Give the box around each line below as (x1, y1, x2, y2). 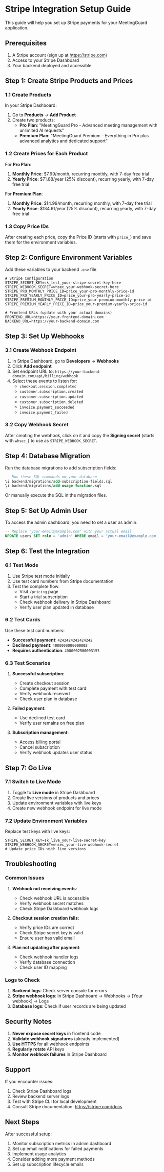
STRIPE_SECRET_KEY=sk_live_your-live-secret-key (5, 838, 106, 843)
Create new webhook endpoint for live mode (12, 805, 102, 811)
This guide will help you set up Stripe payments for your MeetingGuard (5, 20, 147, 25)
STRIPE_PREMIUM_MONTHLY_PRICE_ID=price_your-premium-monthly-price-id (5, 297, 152, 302)
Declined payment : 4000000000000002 (12, 642, 88, 648)
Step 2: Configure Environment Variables (5, 253, 133, 262)
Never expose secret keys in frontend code (12, 1030, 101, 1036)
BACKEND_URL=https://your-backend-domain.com (5, 318, 99, 324)
